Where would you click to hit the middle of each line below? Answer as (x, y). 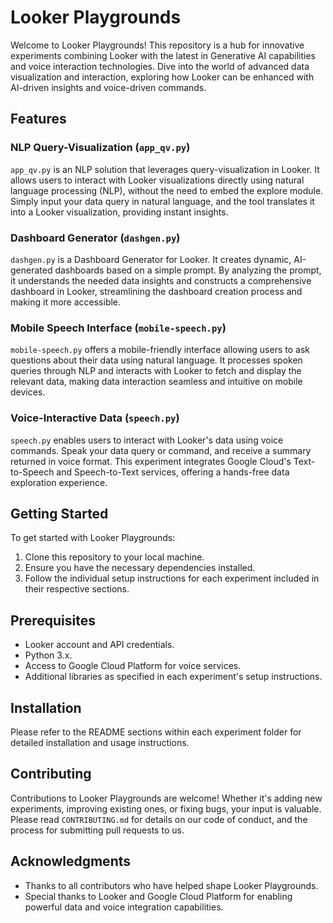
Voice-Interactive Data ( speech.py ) (95, 418)
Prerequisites (53, 620)
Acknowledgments (71, 861)
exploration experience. (59, 482)
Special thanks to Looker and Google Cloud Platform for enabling (158, 896)
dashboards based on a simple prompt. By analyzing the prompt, (188, 270)
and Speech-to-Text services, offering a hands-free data (173, 472)
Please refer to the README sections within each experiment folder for (156, 732)
